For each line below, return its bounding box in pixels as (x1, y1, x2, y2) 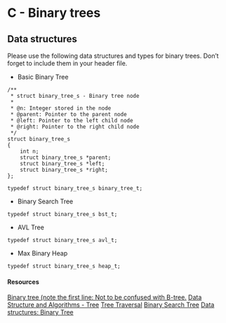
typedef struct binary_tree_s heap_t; (7, 262, 121, 270)
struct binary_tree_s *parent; (20, 154, 112, 161)
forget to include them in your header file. (7, 59, 128, 68)
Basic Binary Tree (17, 72, 69, 81)
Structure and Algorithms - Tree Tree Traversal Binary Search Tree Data (7, 300, 215, 309)
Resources (7, 277, 40, 286)
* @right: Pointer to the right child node (10, 123, 140, 130)
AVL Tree (17, 223, 44, 232)
